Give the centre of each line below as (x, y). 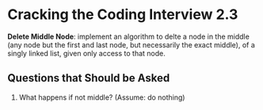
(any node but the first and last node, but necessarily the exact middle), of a (131, 44)
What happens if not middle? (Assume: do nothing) (102, 97)
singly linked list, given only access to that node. (86, 53)
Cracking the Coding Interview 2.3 (123, 15)
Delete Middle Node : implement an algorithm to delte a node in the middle (129, 36)
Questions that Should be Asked (89, 78)
